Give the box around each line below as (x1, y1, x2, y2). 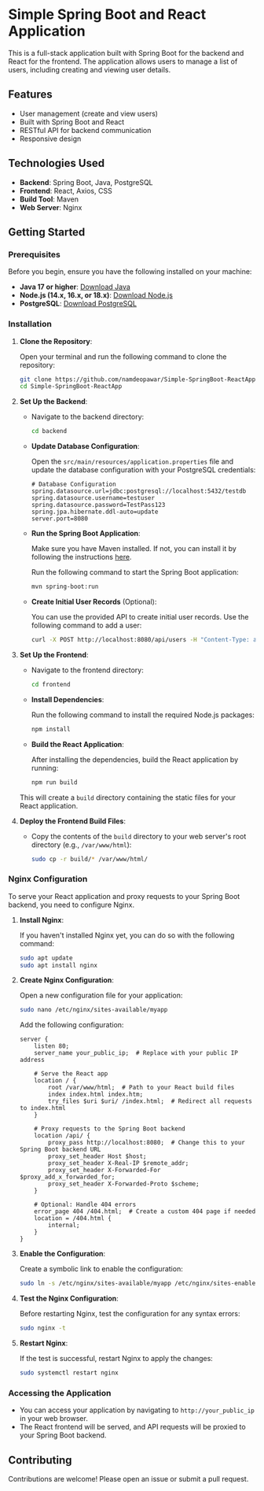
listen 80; (34, 1042, 70, 1050)
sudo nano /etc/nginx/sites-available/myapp (19, 1006, 168, 1014)
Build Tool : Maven (19, 194, 79, 204)
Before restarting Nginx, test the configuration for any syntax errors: (19, 1309, 240, 1319)
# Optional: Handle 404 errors (34, 1201, 137, 1209)
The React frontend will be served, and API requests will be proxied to (19, 1423, 246, 1432)
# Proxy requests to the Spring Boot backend (34, 1125, 186, 1133)
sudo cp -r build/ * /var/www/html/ (31, 855, 148, 863)
